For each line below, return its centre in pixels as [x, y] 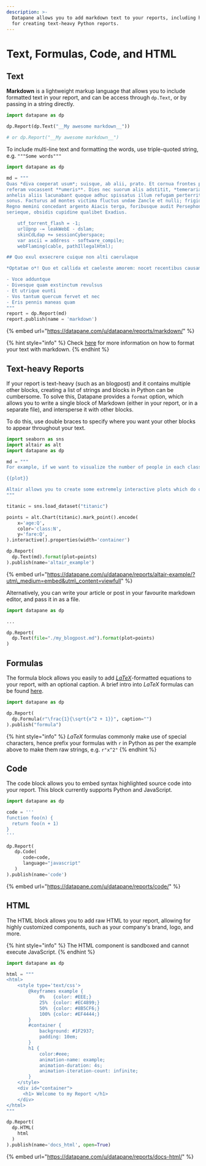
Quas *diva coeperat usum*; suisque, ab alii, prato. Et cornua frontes [101, 184]
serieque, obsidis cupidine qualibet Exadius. [67, 212]
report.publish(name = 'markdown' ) [52, 320]
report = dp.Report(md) [37, 313]
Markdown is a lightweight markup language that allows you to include [96, 91]
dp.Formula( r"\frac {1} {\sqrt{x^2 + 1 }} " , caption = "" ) [82, 719]
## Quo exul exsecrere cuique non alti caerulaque [72, 257]
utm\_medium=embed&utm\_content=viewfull [64, 581]
